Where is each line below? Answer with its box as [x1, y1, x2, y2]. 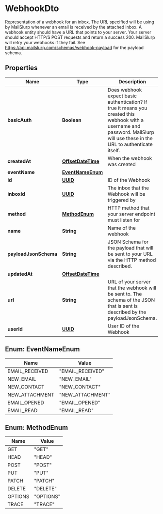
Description [118, 78, 147, 85]
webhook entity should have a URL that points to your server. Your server [5, 29, 152, 35]
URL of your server [107, 278, 151, 285]
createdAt [7, 158, 32, 165]
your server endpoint [107, 210, 156, 217]
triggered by [107, 197, 136, 203]
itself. [107, 147, 120, 154]
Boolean [62, 117, 81, 124]
